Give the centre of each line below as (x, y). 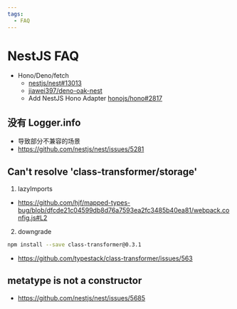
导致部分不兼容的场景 (49, 141)
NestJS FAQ (43, 56)
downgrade (35, 232)
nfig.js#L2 (32, 218)
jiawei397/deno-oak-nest (65, 91)
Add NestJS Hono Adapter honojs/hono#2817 (95, 98)
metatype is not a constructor (75, 281)
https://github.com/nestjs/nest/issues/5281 (81, 149)
